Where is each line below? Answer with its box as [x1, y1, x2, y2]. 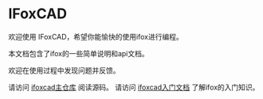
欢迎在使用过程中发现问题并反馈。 [8, 65, 120, 75]
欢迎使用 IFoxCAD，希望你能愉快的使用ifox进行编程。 [8, 32, 183, 41]
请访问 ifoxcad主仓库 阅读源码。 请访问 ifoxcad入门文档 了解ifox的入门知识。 [8, 82, 260, 92]
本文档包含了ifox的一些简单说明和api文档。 [8, 48, 149, 58]
